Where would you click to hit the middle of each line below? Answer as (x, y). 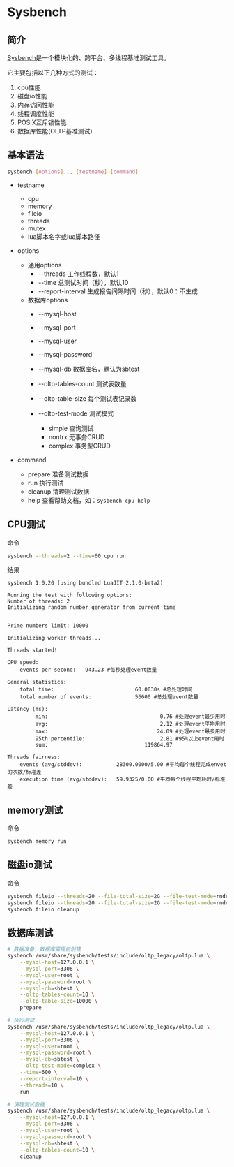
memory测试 (35, 810)
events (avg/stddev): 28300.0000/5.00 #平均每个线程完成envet (123, 765)
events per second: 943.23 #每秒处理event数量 (88, 670)
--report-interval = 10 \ (54, 1079)
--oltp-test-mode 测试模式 (76, 413)
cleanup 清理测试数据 (58, 491)
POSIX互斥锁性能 (42, 122)
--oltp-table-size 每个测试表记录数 (87, 398)
